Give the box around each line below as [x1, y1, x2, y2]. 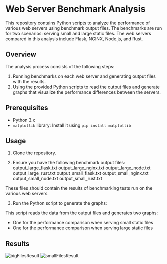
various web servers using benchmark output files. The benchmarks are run [5, 25, 162, 31]
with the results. [12, 78, 46, 84]
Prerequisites [5, 104, 48, 112]
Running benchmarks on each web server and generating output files [12, 73, 156, 79]
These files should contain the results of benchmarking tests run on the [5, 185, 153, 191]
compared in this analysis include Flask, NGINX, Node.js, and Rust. [5, 36, 143, 42]
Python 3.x [12, 117, 35, 123]
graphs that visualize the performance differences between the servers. [12, 89, 161, 95]
